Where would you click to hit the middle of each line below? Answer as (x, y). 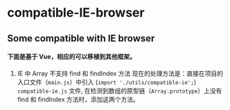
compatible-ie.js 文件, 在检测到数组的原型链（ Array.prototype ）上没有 (120, 91)
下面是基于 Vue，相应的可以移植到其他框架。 (72, 57)
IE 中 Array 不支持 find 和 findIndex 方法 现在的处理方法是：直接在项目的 (120, 73)
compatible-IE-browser (76, 13)
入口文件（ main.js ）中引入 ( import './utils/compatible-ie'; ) (106, 82)
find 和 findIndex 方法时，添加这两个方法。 (78, 99)
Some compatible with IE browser (81, 38)
